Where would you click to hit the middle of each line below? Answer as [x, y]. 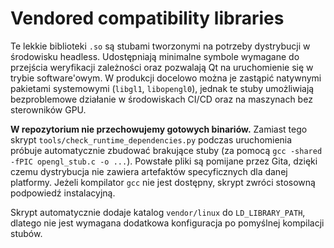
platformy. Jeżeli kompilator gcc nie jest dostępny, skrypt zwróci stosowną [163, 182]
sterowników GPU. [48, 109]
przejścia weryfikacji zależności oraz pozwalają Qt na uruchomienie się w [162, 67]
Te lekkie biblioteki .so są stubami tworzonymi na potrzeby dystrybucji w [160, 46]
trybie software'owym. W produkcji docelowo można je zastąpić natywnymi [166, 78]
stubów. [26, 233]
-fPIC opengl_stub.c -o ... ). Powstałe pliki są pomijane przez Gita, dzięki [164, 161]
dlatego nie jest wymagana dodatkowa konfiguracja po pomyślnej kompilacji [167, 223]
